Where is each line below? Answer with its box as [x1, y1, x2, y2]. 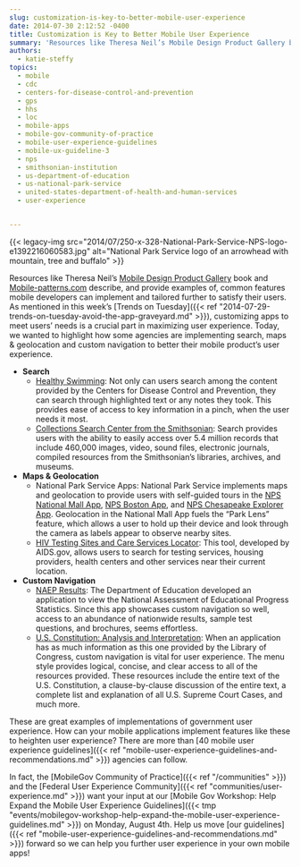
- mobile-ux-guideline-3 [17, 146, 110, 155]
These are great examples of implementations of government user [9, 716, 253, 727]
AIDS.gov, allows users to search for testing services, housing [35, 547, 264, 557]
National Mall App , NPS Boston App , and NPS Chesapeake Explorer [35, 498, 284, 510]
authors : [9, 47, 42, 55]
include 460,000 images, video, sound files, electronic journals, [35, 442, 271, 453]
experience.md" [9, 790, 69, 801]
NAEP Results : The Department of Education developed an [35, 584, 252, 595]
